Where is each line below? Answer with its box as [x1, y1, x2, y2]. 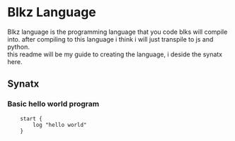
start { [20, 115, 42, 122]
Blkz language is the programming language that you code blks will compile [7, 27, 228, 36]
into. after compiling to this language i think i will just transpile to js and [7, 35, 214, 43]
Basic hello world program [7, 99, 100, 109]
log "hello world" [33, 121, 87, 128]
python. [7, 42, 30, 51]
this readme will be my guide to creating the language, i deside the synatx [7, 50, 223, 59]
